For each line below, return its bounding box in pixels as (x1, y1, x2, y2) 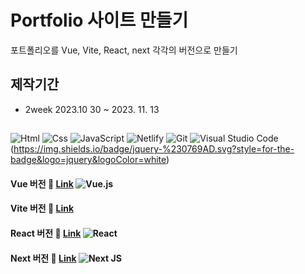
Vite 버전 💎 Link (10, 202, 75, 215)
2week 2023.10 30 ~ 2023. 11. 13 (24, 103, 160, 115)
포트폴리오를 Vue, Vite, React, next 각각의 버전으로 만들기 (10, 44, 238, 56)
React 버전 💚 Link (10, 227, 82, 239)
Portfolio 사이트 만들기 (10, 9, 189, 32)
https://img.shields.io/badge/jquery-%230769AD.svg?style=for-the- (13, 143, 295, 155)
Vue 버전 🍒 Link (10, 177, 74, 190)
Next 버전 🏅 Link (10, 252, 77, 264)
